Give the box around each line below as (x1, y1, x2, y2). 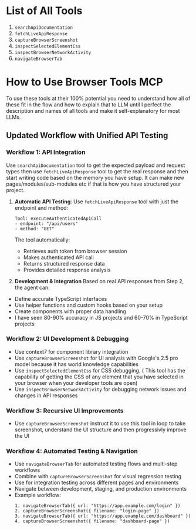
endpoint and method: (14, 204, 69, 211)
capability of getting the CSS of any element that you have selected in (14, 373, 184, 380)
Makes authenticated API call (23, 254, 94, 261)
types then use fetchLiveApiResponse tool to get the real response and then (6, 167, 189, 175)
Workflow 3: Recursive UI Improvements (6, 407, 124, 415)
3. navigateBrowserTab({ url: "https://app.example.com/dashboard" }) (14, 513, 191, 519)
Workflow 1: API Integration (6, 148, 86, 156)
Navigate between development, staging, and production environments (14, 485, 187, 492)
